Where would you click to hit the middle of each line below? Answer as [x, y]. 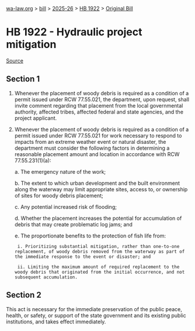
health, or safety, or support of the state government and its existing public [96, 315]
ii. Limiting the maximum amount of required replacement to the [98, 267]
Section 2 [24, 295]
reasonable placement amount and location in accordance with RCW [97, 154]
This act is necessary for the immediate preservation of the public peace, [94, 309]
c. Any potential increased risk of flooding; [65, 206]
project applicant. [36, 118]
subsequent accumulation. [46, 277]
